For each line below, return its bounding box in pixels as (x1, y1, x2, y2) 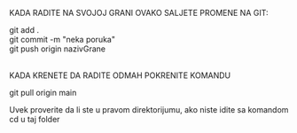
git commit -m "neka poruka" (9, 35, 115, 44)
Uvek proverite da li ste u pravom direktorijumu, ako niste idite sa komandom (9, 105, 289, 114)
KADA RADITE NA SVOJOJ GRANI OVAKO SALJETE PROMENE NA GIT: (9, 8, 269, 18)
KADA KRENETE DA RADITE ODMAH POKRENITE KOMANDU (9, 70, 231, 81)
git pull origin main (9, 88, 77, 98)
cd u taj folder (9, 114, 60, 124)
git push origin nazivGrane (9, 43, 106, 54)
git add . (9, 25, 40, 35)
